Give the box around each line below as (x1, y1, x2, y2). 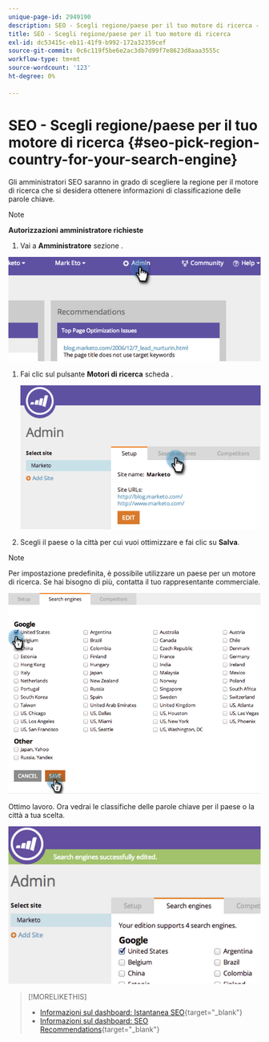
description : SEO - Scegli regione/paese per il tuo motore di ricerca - (8, 21, 260, 30)
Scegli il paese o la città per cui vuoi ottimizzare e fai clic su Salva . (19, 538, 240, 547)
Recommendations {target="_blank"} (39, 1024, 160, 1034)
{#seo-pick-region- (127, 133, 260, 152)
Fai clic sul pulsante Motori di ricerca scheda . (19, 369, 174, 379)
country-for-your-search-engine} (8, 150, 238, 169)
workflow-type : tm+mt (8, 55, 81, 63)
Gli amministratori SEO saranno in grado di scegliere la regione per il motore (8, 177, 259, 186)
